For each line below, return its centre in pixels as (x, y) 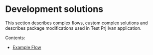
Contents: (15, 38)
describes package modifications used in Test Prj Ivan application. (73, 28)
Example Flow (27, 47)
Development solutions (54, 9)
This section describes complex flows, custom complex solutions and (76, 23)
